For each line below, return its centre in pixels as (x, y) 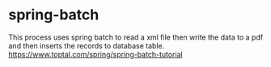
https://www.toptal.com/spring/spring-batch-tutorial (96, 54)
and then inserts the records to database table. (87, 45)
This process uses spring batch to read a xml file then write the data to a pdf (136, 37)
